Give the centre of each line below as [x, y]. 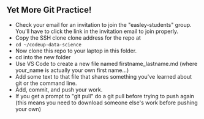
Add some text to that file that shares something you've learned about [103, 76]
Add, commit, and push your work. [59, 89]
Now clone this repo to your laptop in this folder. [76, 51]
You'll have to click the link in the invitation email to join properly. [97, 31]
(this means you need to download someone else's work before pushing [106, 103]
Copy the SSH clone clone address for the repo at [78, 38]
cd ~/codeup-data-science [48, 45]
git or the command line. [46, 83]
